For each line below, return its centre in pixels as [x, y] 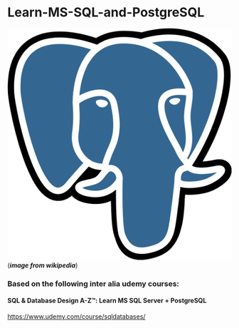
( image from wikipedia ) [43, 265]
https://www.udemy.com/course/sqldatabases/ [76, 316]
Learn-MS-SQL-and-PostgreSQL [106, 12]
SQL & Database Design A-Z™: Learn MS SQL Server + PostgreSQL [107, 301]
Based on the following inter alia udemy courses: [94, 284]
